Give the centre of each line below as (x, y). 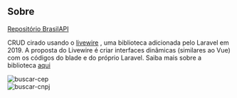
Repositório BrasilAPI (38, 28)
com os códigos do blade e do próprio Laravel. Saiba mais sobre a (104, 58)
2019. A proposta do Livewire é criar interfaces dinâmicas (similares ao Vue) (119, 50)
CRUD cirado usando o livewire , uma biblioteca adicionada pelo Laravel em (118, 43)
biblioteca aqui (29, 65)
